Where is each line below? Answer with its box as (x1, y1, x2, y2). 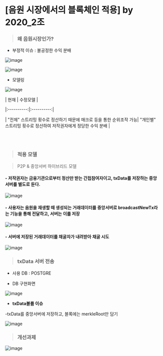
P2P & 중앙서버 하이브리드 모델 (17, 163, 77, 169)
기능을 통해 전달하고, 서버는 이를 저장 (10, 210, 80, 216)
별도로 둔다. (18, 181, 41, 187)
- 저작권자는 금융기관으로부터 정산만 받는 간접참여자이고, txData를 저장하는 (5, 175, 148, 181)
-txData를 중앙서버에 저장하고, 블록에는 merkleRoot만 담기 (5, 311, 118, 317)
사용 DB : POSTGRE (12, 270, 52, 276)
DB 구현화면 (12, 280, 36, 286)
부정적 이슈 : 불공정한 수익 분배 (12, 48, 71, 53)
